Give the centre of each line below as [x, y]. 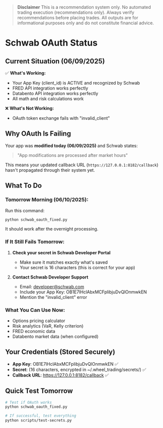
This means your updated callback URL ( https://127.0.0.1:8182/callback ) [82, 165]
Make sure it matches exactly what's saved [64, 262]
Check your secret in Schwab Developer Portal [61, 252]
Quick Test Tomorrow [39, 391]
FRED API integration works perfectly [50, 88]
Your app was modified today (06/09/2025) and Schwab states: [71, 145]
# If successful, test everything [41, 416]
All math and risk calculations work [48, 99]
